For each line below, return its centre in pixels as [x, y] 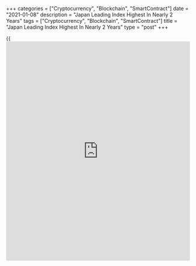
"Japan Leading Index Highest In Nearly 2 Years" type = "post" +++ [87, 27]
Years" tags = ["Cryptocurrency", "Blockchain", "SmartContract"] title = [92, 21]
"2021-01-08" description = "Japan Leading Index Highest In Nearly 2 [90, 15]
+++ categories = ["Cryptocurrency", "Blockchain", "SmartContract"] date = [97, 8]
